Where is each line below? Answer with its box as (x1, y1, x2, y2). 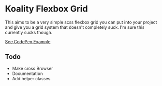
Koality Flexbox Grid (5, 3, 88, 14)
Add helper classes (12, 75, 51, 81)
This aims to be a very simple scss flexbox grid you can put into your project (5, 19, 157, 25)
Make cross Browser (12, 65, 53, 71)
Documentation (12, 71, 43, 76)
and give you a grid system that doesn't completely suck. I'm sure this (5, 24, 145, 30)
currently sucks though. (5, 29, 53, 35)
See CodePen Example (5, 38, 51, 44)
